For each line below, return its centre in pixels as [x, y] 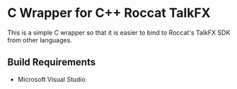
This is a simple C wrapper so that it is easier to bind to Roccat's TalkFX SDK [119, 32]
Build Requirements [52, 63]
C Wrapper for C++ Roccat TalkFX [109, 13]
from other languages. [40, 40]
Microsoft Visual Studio [52, 79]
